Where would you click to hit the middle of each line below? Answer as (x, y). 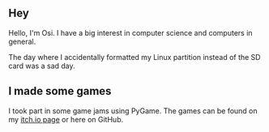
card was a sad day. (42, 66)
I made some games (60, 91)
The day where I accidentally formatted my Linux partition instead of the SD (134, 57)
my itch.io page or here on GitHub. (66, 119)
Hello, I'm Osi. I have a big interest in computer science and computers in (130, 32)
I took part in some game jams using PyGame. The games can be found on (133, 111)
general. (22, 41)
